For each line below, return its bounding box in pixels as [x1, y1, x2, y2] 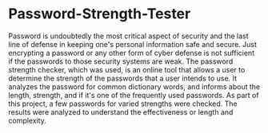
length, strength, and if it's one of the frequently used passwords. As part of [8, 90, 259, 100]
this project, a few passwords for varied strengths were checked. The [8, 99, 238, 108]
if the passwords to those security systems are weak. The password [8, 57, 234, 66]
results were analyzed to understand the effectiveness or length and [8, 107, 234, 116]
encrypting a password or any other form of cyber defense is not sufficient [8, 48, 254, 57]
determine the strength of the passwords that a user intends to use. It [8, 73, 238, 83]
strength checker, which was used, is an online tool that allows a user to [8, 65, 246, 74]
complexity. [8, 115, 46, 125]
